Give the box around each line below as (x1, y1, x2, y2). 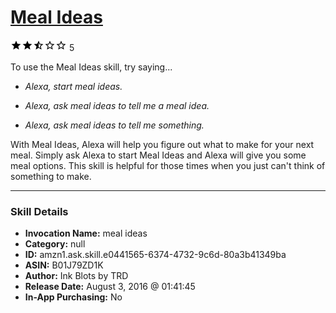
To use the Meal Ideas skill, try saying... (10, 61, 173, 73)
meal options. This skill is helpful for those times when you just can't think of (10, 159, 326, 171)
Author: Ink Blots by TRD (24, 270, 129, 282)
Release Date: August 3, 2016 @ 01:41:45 (24, 281, 196, 293)
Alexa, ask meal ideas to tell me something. (24, 119, 205, 131)
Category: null (24, 238, 86, 250)
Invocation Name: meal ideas (24, 227, 148, 240)
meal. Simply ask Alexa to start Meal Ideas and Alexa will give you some (10, 149, 307, 161)
